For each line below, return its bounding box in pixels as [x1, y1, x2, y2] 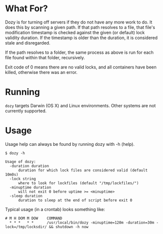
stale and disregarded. [5, 40, 50, 46]
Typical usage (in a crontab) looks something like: [5, 206, 105, 212]
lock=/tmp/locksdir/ [5, 224, 47, 229]
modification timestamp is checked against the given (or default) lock [5, 29, 145, 35]
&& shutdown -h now [48, 224, 89, 229]
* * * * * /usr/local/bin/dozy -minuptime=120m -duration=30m [9, 220, 154, 225]
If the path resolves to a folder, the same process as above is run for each [5, 49, 154, 55]
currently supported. [5, 108, 47, 114]
